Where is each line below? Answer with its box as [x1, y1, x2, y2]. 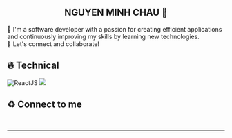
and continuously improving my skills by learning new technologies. [7, 32, 200, 41]
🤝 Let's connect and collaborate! [7, 39, 100, 48]
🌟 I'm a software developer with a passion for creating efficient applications [7, 25, 222, 33]
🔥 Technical [7, 60, 59, 71]
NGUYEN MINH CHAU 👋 [64, 7, 168, 19]
